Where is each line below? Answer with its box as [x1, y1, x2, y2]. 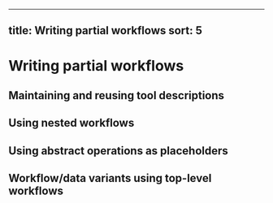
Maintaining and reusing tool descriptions [8, 89, 225, 102]
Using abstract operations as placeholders [8, 144, 229, 158]
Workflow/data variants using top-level [8, 171, 212, 185]
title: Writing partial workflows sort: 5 [8, 24, 203, 37]
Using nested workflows [8, 116, 135, 130]
